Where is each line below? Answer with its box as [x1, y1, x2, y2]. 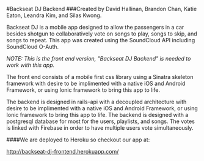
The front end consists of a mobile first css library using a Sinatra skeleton [6, 73, 194, 80]
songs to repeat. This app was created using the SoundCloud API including [6, 37, 195, 43]
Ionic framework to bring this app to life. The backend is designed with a [6, 111, 189, 118]
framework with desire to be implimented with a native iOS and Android [6, 80, 186, 87]
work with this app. [6, 61, 55, 69]
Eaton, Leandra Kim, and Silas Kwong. [6, 12, 102, 19]
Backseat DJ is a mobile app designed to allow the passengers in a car [6, 24, 184, 31]
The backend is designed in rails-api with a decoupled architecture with [6, 98, 187, 105]
